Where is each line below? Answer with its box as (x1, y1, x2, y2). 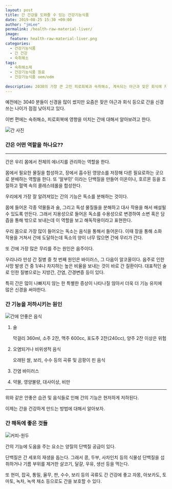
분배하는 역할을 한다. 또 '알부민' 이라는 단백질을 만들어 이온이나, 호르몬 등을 (10, 176, 161, 182)
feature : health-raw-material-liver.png (10, 37, 97, 42)
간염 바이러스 (12, 368, 39, 374)
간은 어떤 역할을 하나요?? (5, 141, 63, 148)
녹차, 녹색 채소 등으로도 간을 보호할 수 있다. (16, 478, 102, 484)
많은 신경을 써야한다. (5, 286, 47, 293)
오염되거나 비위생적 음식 (12, 346, 61, 352)
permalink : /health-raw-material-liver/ (5, 27, 93, 32)
